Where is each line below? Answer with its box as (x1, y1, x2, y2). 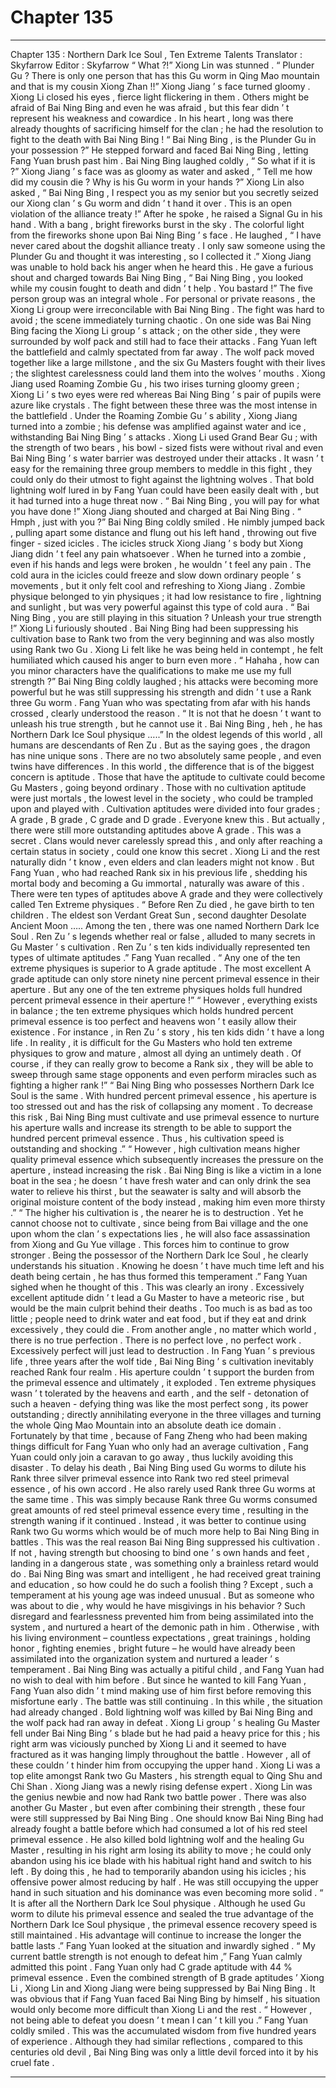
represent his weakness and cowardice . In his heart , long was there (10, 112, 294, 124)
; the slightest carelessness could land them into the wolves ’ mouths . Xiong (10, 367, 326, 379)
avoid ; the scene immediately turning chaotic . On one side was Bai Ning (10, 314, 312, 326)
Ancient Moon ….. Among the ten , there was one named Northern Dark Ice (10, 919, 320, 931)
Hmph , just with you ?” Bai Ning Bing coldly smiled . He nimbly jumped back (10, 516, 325, 528)
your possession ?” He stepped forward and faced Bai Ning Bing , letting (10, 144, 309, 156)
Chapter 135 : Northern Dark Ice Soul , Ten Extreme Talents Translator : (10, 48, 303, 60)
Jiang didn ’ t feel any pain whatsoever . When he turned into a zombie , (10, 547, 307, 560)
